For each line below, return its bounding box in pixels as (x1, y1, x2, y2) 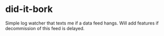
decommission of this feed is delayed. (5, 25, 85, 31)
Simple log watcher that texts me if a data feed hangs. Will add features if (5, 20, 159, 26)
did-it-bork (5, 3, 53, 15)
